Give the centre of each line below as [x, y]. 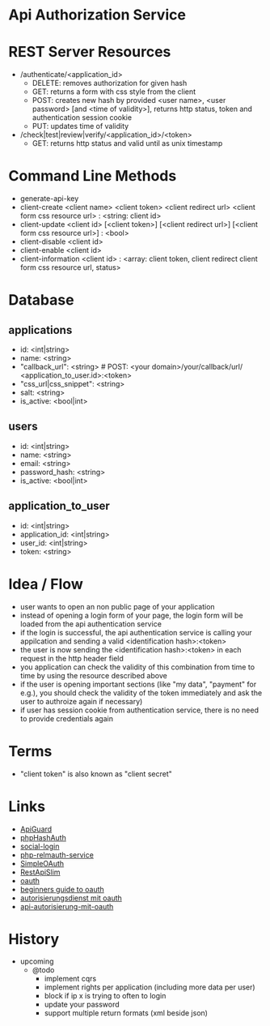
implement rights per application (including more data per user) [150, 987]
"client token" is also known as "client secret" [96, 774]
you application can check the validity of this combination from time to [137, 667]
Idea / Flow [46, 584]
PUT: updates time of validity [80, 126]
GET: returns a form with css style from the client [114, 92]
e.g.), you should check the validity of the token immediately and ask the [141, 693]
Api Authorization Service [97, 15]
